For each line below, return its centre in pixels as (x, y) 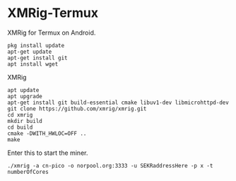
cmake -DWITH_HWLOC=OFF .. (47, 133)
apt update (23, 90)
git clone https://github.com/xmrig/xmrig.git (77, 109)
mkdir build (25, 121)
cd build (20, 127)
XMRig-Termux (53, 13)
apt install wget (33, 64)
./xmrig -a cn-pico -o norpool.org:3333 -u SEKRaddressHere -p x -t (110, 165)
